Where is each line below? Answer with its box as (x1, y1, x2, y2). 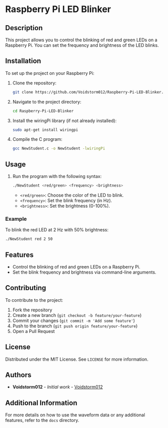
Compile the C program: (12, 136, 63, 142)
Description (5, 24, 43, 32)
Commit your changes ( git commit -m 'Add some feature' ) (12, 317, 135, 323)
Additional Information (5, 398, 77, 407)
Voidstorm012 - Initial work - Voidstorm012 (12, 384, 103, 390)
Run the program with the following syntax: (12, 174, 102, 180)
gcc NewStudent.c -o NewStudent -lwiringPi (12, 146, 106, 151)
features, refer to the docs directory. (5, 417, 79, 423)
